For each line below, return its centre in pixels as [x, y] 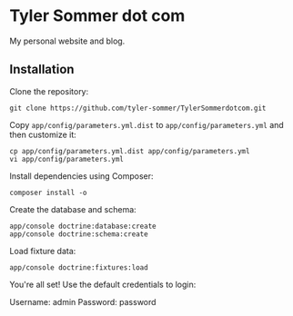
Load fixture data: [43, 251]
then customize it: [43, 134]
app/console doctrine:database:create [83, 226]
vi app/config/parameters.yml [67, 159]
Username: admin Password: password [83, 301]
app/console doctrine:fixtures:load [79, 267]
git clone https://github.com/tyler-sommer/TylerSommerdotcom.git [138, 108]
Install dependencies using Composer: [81, 176]
